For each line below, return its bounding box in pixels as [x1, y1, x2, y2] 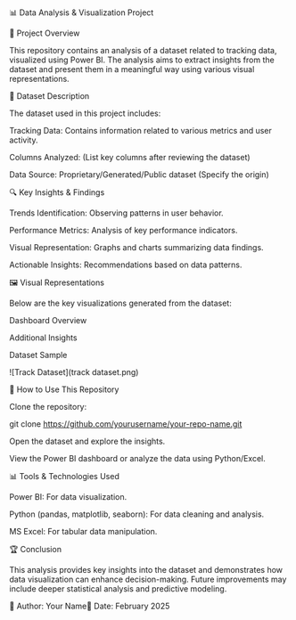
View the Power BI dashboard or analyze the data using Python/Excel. [9, 453, 266, 463]
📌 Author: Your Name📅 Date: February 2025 [9, 600, 170, 611]
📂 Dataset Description [9, 91, 90, 101]
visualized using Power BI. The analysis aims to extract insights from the [9, 54, 275, 65]
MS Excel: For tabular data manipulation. [9, 526, 158, 536]
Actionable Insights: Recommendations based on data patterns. [9, 259, 243, 270]
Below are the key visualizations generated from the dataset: [9, 298, 232, 308]
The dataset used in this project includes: [9, 108, 161, 118]
